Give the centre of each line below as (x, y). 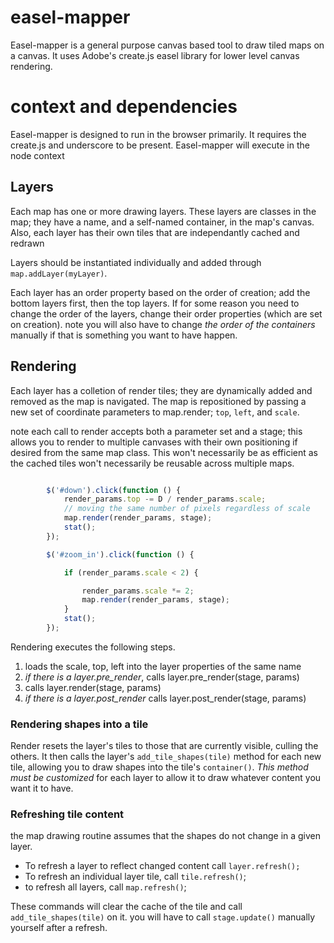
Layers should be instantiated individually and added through (136, 262)
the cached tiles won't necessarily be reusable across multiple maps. (152, 463)
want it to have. (42, 788)
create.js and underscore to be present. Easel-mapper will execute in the (160, 145)
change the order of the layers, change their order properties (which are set (166, 313)
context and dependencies (124, 107)
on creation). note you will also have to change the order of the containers (163, 324)
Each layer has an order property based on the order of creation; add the (160, 292)
